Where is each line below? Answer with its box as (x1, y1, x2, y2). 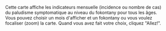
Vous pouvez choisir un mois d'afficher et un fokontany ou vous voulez (5, 15, 152, 20)
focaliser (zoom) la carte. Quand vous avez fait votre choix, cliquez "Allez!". (5, 20, 161, 26)
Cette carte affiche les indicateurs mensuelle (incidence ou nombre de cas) (5, 4, 162, 10)
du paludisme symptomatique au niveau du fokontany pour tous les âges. (5, 9, 157, 15)
